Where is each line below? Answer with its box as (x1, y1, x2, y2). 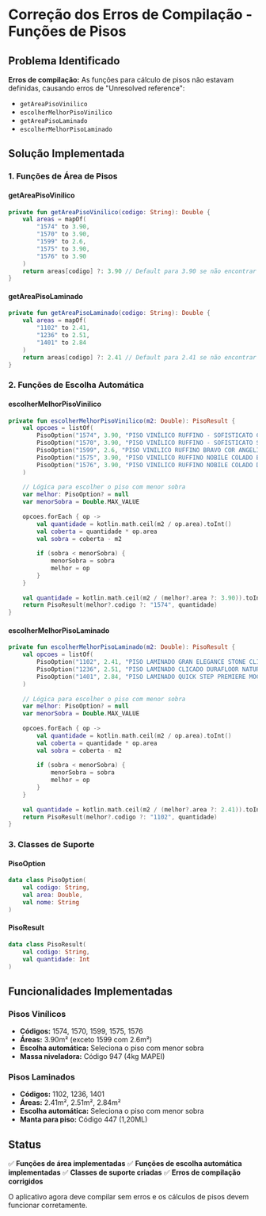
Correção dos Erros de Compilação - (8, 6, 253, 24)
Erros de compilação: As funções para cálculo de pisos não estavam (8, 75, 234, 84)
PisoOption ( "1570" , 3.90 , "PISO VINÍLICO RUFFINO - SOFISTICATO (36, 439, 253, 447)
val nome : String (22, 899, 80, 907)
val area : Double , (22, 891, 83, 900)
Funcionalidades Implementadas (8, 984, 173, 998)
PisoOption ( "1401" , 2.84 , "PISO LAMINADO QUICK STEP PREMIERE (36, 673, 246, 681)
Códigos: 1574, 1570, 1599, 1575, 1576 (19, 1026, 144, 1036)
